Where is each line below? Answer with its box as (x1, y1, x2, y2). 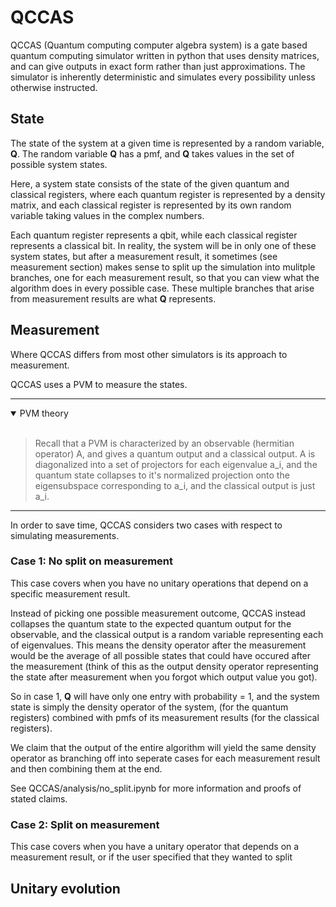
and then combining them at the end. (10, 762, 163, 775)
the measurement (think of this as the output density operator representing (10, 660, 319, 672)
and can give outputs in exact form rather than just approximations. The (10, 60, 306, 72)
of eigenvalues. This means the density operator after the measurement (10, 639, 307, 651)
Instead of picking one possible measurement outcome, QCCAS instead (10, 607, 306, 619)
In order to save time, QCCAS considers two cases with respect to (10, 519, 283, 531)
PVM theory (19, 407, 69, 419)
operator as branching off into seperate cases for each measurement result (10, 752, 321, 764)
